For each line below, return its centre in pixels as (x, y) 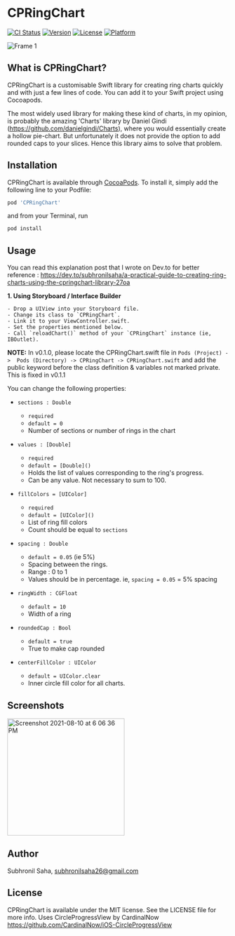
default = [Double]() (59, 466)
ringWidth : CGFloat (47, 594)
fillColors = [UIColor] (52, 495)
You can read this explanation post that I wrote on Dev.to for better (103, 267)
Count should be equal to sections (78, 530)
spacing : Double (43, 544)
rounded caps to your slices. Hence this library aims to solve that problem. (115, 143)
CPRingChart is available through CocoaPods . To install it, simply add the (113, 182)
